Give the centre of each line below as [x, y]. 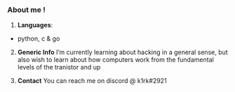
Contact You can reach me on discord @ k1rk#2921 [92, 81]
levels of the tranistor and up [59, 67]
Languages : [35, 25]
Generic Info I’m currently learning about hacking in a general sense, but [122, 52]
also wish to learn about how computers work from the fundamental [115, 60]
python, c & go [39, 39]
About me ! [26, 10]
